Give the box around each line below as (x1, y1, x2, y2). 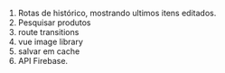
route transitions (17, 27, 80, 37)
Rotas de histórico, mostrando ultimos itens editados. (17, 8, 217, 18)
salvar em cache (17, 46, 80, 57)
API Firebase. (17, 56, 69, 66)
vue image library (17, 36, 84, 47)
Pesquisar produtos (17, 17, 91, 28)
